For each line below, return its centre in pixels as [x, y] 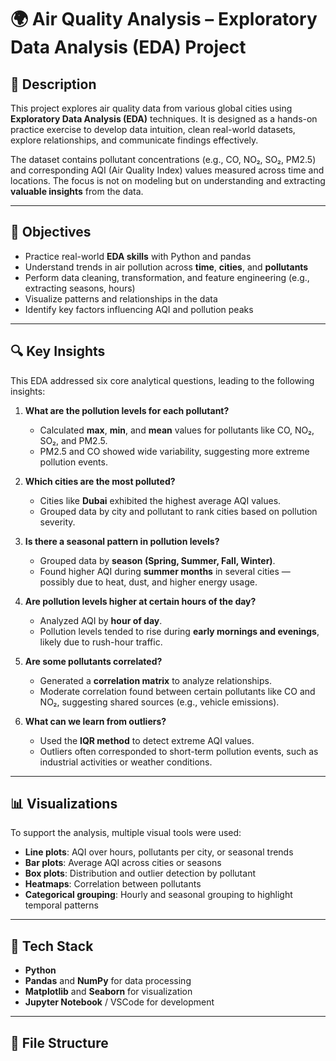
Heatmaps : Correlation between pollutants [113, 884]
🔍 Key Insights [58, 351]
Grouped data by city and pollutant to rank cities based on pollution [178, 511]
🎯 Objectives [51, 232]
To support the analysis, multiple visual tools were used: [126, 833]
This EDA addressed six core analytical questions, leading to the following [162, 380]
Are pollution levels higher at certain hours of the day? [140, 601]
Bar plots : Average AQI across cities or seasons [123, 863]
